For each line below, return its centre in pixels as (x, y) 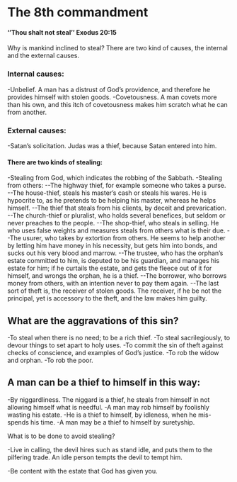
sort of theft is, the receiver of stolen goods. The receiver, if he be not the (114, 291)
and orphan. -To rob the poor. (50, 360)
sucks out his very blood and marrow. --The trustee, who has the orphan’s (115, 253)
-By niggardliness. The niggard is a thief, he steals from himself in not (109, 399)
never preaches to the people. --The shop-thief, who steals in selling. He (113, 223)
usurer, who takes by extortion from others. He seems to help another (124, 238)
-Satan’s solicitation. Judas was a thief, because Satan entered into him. (112, 145)
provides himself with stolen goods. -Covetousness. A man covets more (112, 97)
